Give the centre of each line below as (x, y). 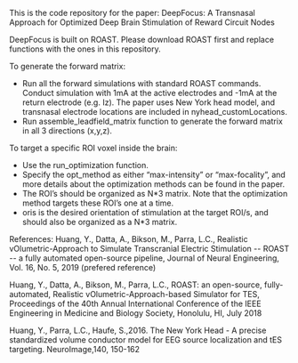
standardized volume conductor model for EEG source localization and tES (146, 340)
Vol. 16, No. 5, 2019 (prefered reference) (83, 267)
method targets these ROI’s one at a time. (98, 203)
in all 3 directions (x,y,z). (67, 131)
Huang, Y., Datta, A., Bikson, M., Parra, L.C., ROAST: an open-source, (136, 285)
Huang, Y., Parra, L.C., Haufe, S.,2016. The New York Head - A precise (138, 330)
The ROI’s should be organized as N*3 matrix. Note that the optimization (155, 194)
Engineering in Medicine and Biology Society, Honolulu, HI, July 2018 (136, 313)
